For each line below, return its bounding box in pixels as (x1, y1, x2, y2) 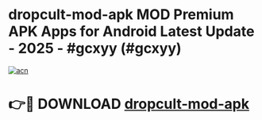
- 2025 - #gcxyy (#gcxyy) (8, 40, 182, 57)
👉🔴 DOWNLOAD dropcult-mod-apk (8, 95, 250, 113)
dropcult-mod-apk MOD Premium (8, 6, 234, 24)
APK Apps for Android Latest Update (8, 22, 255, 41)
